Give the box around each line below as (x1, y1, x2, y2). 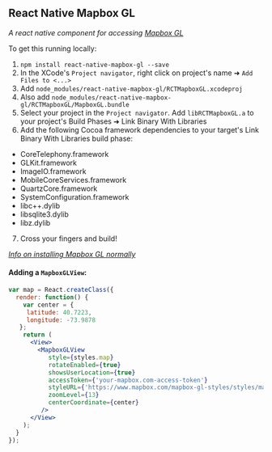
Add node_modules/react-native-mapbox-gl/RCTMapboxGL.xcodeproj (19, 83, 243, 93)
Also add (19, 92, 50, 102)
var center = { (23, 301, 74, 309)
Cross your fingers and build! (19, 234, 117, 243)
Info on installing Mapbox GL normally (8, 249, 136, 259)
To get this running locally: (8, 44, 97, 53)
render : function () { (15, 293, 89, 302)
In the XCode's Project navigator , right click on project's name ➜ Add (19, 68, 253, 78)
